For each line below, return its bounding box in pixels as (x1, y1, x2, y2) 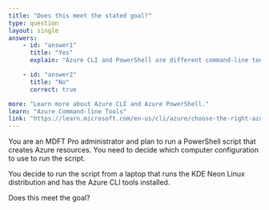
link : (8, 115, 26, 123)
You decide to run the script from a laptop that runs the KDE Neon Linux (8, 169, 246, 179)
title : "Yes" (29, 49, 74, 57)
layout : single (8, 26, 59, 34)
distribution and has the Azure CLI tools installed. (8, 177, 171, 188)
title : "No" (29, 77, 70, 86)
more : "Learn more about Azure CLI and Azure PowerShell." (8, 100, 210, 108)
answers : (8, 34, 38, 42)
